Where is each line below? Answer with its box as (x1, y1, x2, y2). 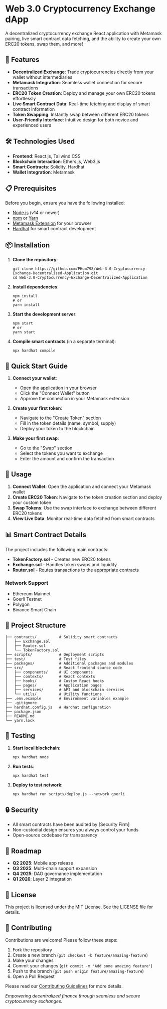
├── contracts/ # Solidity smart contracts (5, 634, 118, 639)
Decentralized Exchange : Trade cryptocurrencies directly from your (12, 69, 154, 75)
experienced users (12, 122, 52, 128)
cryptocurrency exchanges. (5, 998, 63, 1004)
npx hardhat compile (12, 348, 56, 354)
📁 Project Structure (5, 621, 66, 630)
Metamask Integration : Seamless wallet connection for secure (12, 79, 142, 85)
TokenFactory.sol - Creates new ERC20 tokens (12, 556, 111, 562)
